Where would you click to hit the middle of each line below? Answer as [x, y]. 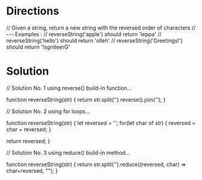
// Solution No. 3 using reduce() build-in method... [68, 152]
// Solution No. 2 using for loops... [48, 111]
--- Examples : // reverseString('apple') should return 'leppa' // [84, 34]
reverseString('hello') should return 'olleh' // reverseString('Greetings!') [94, 40]
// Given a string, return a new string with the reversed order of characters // [101, 28]
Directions [33, 11]
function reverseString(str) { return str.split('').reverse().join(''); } [86, 99]
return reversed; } [28, 141]
